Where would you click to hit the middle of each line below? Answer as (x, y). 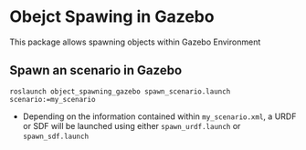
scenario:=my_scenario (53, 99)
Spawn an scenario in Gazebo (96, 70)
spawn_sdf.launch (56, 136)
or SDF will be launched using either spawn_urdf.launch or (132, 125)
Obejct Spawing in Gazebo (112, 17)
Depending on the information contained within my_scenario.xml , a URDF (159, 116)
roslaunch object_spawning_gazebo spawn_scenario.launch (120, 91)
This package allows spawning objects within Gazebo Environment (135, 42)
